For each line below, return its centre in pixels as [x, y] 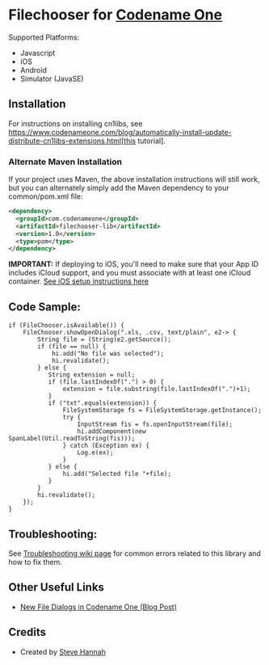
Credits [27, 632]
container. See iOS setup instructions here [79, 281]
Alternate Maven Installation [65, 162]
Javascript [38, 53]
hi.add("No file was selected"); [107, 354]
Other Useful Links [57, 587]
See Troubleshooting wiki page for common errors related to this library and [134, 553]
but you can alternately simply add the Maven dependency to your [119, 188]
